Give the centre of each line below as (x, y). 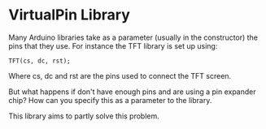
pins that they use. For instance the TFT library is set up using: (113, 45)
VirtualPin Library (69, 15)
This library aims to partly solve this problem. (84, 116)
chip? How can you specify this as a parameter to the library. (110, 100)
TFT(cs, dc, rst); (39, 61)
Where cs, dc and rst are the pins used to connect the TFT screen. (120, 75)
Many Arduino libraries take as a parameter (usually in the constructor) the (133, 37)
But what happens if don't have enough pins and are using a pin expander (132, 92)
